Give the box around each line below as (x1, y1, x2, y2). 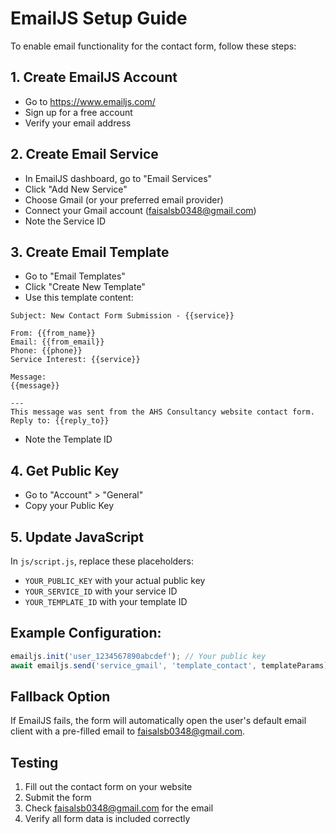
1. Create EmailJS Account (10, 69, 178, 86)
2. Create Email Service (10, 146, 159, 163)
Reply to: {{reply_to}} (10, 416, 110, 426)
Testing (10, 754, 59, 771)
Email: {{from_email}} (10, 337, 105, 347)
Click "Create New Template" (24, 281, 146, 293)
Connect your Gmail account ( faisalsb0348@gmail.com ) (24, 204, 257, 216)
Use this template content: (24, 292, 134, 304)
